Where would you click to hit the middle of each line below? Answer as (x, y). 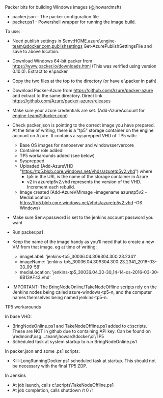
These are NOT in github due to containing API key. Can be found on (81, 331)
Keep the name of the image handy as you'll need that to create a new (83, 242)
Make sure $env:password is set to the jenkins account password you (83, 217)
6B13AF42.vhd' (35, 277)
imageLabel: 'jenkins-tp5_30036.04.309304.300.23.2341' (78, 256)
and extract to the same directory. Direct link (57, 96)
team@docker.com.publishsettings (47, 46)
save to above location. (36, 51)
